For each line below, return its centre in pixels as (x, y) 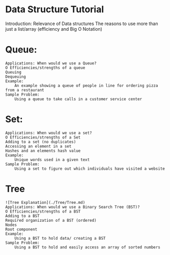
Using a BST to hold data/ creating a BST (60, 238)
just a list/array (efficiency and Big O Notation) (54, 29)
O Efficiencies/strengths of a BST (43, 211)
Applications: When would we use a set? (49, 133)
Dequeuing (16, 77)
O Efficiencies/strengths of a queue (45, 67)
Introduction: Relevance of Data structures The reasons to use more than (82, 24)
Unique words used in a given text (52, 159)
